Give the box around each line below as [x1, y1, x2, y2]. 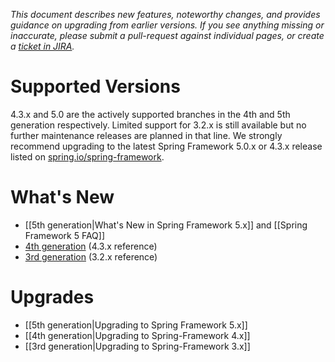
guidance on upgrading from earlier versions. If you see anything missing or [10, 19, 325, 31]
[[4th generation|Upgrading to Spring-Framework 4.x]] [24, 329, 251, 341]
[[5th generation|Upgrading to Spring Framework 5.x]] [24, 319, 248, 331]
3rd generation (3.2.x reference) [24, 250, 158, 263]
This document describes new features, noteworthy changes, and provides [10, 9, 321, 20]
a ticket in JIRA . [10, 40, 75, 52]
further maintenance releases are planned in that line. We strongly [10, 129, 283, 141]
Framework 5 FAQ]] [24, 229, 105, 241]
